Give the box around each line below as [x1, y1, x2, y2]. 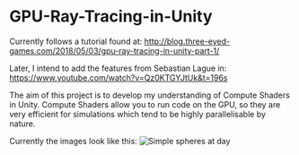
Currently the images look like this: [9, 135, 137, 146]
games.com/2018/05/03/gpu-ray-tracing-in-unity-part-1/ [9, 45, 220, 56]
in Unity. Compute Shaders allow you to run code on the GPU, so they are [9, 99, 281, 109]
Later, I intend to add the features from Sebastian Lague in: [9, 63, 227, 73]
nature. [9, 118, 36, 129]
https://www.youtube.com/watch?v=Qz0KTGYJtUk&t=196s [9, 72, 228, 82]
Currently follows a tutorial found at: [9, 36, 143, 47]
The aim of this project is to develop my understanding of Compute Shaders [9, 90, 290, 100]
